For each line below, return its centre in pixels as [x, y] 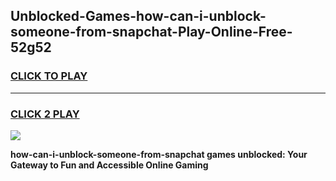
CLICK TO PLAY [49, 76]
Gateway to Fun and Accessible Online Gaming [109, 165]
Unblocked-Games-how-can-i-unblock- [138, 16]
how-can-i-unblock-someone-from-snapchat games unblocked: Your [159, 154]
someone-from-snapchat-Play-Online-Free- [151, 32]
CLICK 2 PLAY [45, 114]
